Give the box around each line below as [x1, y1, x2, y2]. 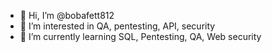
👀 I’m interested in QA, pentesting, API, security [19, 20, 216, 32]
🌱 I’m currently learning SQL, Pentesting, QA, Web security [19, 31, 262, 42]
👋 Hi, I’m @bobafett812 [19, 10, 115, 21]
